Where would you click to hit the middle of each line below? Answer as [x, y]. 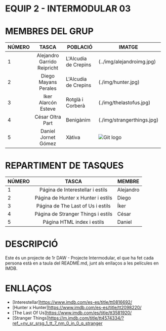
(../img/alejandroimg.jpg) [127, 62]
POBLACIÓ [80, 47]
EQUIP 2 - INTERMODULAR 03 [68, 9]
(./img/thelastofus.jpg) [124, 103]
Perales [48, 88]
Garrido [48, 62]
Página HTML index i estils [74, 222]
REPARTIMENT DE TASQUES [64, 165]
